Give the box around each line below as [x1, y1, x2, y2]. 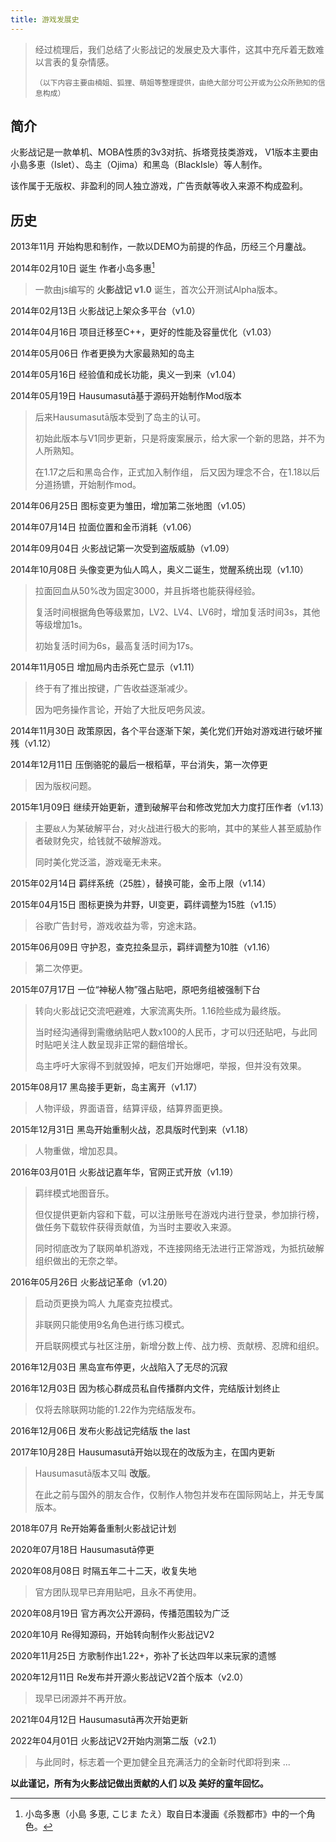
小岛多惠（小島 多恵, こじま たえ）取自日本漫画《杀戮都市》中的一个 [24, 1807, 307, 1820]
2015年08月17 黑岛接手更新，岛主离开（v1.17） [10, 1081, 203, 1093]
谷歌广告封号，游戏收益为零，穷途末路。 [34, 919, 202, 931]
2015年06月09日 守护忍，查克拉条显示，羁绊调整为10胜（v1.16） [10, 941, 276, 953]
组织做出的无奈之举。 [34, 1254, 123, 1266]
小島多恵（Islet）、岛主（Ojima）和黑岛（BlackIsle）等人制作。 [10, 159, 268, 171]
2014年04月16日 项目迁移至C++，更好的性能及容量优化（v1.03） [10, 326, 277, 338]
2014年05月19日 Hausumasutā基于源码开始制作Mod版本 [10, 389, 242, 401]
